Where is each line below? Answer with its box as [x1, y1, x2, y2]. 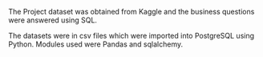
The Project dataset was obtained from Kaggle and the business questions [8, 7, 255, 16]
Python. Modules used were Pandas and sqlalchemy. [8, 39, 183, 49]
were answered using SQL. [8, 15, 98, 25]
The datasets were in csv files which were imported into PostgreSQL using [8, 31, 255, 40]
